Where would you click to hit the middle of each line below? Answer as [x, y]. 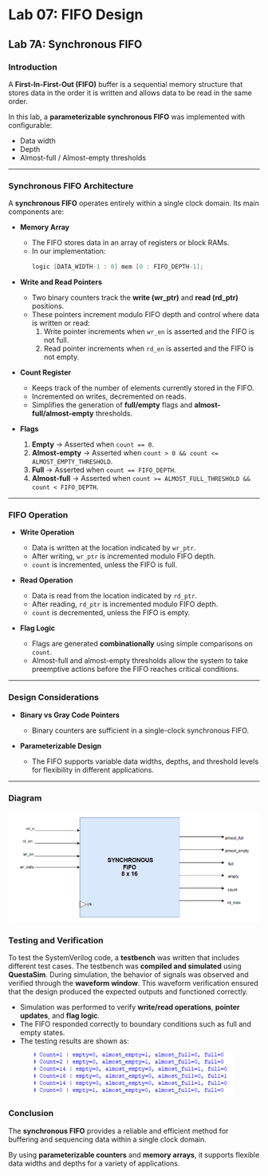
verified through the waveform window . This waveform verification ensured [133, 983]
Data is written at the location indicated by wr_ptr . [114, 548]
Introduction [33, 67]
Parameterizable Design [61, 745]
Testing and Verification [56, 940]
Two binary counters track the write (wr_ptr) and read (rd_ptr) [135, 298]
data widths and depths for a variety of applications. [94, 1163]
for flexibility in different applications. [93, 769]
